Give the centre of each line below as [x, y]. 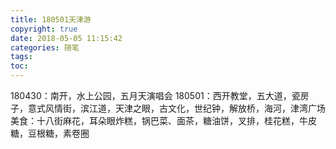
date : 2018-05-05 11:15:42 [66, 38]
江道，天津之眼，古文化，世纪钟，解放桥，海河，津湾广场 [207, 108]
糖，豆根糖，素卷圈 [50, 133]
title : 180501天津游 [51, 19]
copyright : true [44, 29]
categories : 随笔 [45, 47]
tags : [21, 57]
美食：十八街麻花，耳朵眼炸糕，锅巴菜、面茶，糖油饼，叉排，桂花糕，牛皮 [163, 120]
